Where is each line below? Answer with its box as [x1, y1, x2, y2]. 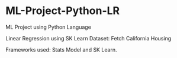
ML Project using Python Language [5, 23, 91, 30]
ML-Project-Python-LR [5, 4, 120, 18]
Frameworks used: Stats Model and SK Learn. [5, 46, 117, 53]
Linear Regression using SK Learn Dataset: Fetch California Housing [5, 35, 172, 42]
